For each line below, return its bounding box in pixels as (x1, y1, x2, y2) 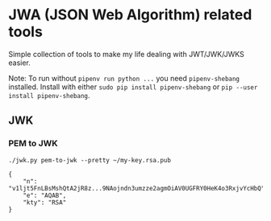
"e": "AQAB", (23, 191, 67, 199)
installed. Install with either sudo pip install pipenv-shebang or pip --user (8, 82, 258, 92)
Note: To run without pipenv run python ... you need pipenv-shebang (8, 73, 240, 83)
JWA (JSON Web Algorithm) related (8, 6, 252, 24)
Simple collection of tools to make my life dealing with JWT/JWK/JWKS (8, 49, 244, 59)
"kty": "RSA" (23, 198, 67, 207)
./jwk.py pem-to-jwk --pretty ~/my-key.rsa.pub (8, 156, 172, 164)
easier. (8, 58, 31, 68)
